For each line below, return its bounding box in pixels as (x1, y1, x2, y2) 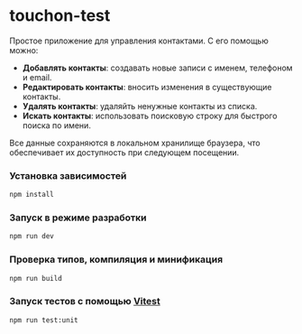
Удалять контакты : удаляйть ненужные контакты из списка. (22, 100, 258, 111)
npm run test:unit (9, 315, 78, 325)
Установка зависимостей (9, 169, 127, 181)
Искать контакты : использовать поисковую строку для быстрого (22, 110, 278, 121)
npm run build (9, 274, 63, 283)
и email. (22, 71, 52, 82)
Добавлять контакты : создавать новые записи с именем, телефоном (22, 62, 293, 73)
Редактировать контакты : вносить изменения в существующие (22, 81, 272, 92)
